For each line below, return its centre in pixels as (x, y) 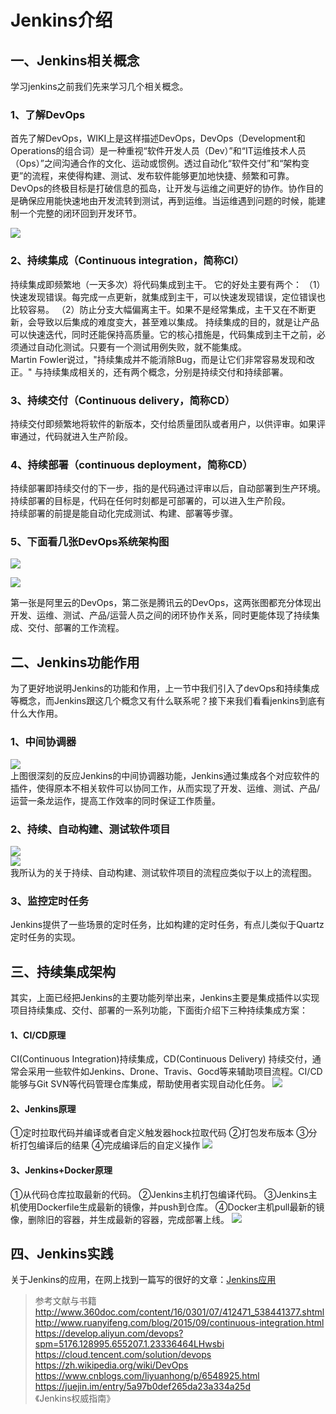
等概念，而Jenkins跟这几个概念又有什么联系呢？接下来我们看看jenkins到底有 (168, 701)
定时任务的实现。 (45, 937)
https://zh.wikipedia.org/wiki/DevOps (111, 1365)
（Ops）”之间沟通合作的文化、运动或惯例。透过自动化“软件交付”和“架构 (156, 163)
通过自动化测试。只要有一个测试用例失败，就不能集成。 (132, 347)
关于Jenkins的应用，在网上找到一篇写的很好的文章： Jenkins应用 (143, 1280)
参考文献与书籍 (65, 1301)
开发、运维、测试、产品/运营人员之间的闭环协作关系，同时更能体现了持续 (161, 615)
